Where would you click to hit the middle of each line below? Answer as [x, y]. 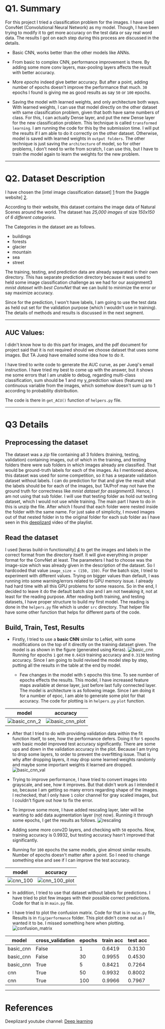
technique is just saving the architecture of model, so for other [76, 143]
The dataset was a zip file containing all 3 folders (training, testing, [72, 454]
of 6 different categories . [30, 217]
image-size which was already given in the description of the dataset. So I [80, 565]
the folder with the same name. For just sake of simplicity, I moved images [80, 512]
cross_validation [55, 941]
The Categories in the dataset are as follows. [50, 227]
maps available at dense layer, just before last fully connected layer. [88, 685]
